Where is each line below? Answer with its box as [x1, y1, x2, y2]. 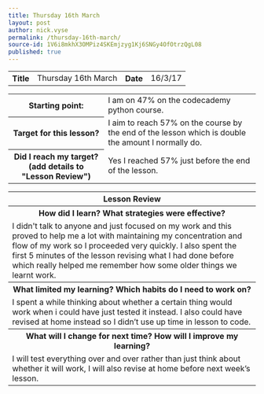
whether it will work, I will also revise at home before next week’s [12, 363, 251, 374]
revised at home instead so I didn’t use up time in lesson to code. [12, 316, 251, 327]
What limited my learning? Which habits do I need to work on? [13, 284, 251, 295]
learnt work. [12, 269, 57, 280]
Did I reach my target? [13, 151, 99, 162]
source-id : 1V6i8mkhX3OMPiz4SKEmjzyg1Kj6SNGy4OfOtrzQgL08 [8, 41, 202, 49]
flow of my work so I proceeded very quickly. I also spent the [12, 240, 237, 251]
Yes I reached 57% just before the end [108, 155, 251, 166]
